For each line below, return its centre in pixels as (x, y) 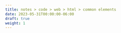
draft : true (17, 18)
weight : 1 (15, 23)
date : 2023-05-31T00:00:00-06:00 (40, 14)
